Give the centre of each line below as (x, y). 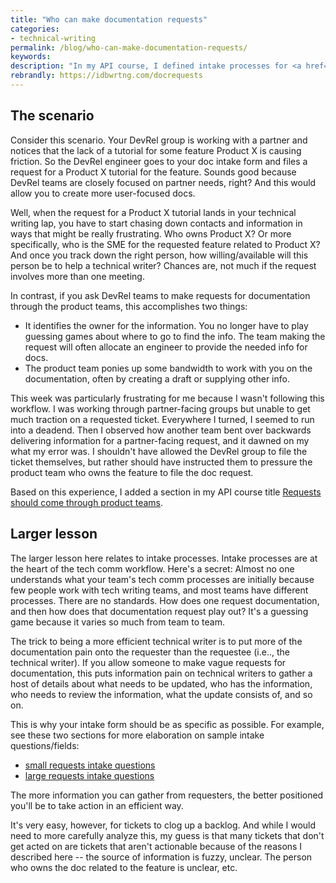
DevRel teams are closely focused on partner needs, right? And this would (163, 182)
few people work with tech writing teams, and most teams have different (159, 590)
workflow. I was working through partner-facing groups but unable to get (160, 408)
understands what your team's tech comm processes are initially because (162, 579)
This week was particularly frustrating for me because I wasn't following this (167, 398)
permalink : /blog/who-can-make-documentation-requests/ (129, 47)
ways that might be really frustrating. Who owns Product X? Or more (151, 233)
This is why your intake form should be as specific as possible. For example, (167, 724)
